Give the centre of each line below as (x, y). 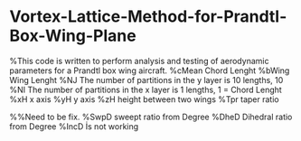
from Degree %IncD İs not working (74, 126)
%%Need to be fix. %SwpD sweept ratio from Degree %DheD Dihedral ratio (151, 117)
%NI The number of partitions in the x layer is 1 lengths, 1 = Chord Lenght (146, 89)
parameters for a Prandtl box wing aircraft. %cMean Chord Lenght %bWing (150, 70)
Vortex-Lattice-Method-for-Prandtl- (148, 17)
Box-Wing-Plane (73, 36)
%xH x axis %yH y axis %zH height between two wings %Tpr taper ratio (144, 99)
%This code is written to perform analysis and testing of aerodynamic (139, 61)
